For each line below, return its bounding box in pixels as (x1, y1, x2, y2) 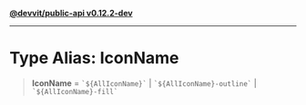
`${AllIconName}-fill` (31, 87, 118, 96)
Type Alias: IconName (9, 48, 179, 69)
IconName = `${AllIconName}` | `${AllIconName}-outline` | (31, 77, 257, 89)
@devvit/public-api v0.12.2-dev (9, 8, 134, 18)
